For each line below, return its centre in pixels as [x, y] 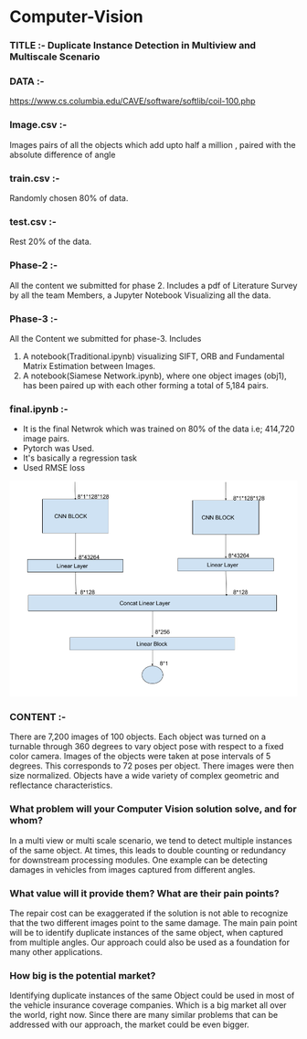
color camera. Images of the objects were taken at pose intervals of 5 [140, 757]
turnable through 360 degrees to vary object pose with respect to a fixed [147, 747]
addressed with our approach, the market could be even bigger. [129, 1024]
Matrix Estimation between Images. [89, 366]
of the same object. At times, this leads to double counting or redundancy [148, 850]
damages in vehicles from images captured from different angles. [132, 869]
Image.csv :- [38, 125]
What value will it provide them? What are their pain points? [145, 893]
